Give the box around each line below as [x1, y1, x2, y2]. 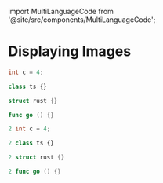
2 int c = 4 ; [8, 125, 51, 133]
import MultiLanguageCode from [8, 7, 114, 16]
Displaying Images [8, 42, 132, 60]
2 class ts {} [8, 139, 55, 148]
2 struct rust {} [8, 153, 65, 162]
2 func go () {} [8, 168, 61, 176]
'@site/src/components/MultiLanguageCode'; [8, 15, 156, 24]
